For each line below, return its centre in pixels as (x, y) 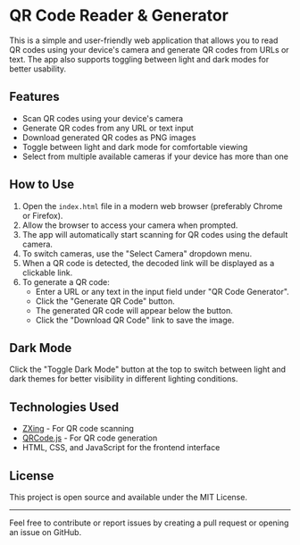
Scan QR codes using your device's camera (103, 118)
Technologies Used (64, 407)
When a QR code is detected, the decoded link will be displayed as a (148, 263)
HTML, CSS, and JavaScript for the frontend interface (121, 448)
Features (34, 97)
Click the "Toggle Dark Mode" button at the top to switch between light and (148, 369)
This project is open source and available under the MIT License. (129, 497)
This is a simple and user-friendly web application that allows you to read (144, 40)
